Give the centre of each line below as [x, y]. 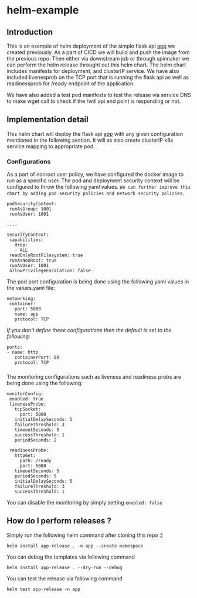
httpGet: [25, 456]
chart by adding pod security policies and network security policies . [95, 193]
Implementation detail [47, 120]
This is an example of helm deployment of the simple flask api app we [91, 46]
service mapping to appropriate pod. [51, 146]
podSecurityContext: [32, 204]
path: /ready [35, 461]
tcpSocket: [28, 409]
